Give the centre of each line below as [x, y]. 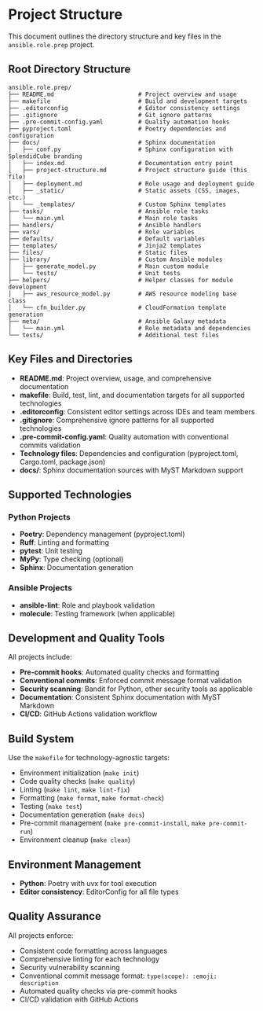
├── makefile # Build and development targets [128, 101]
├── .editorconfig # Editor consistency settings [124, 108]
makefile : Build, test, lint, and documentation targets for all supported [132, 395]
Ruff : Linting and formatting [64, 542]
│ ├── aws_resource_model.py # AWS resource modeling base [122, 294]
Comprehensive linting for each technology [89, 959]
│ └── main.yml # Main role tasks [103, 218]
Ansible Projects [40, 588]
